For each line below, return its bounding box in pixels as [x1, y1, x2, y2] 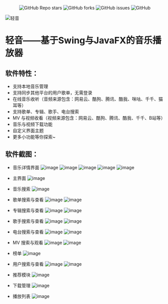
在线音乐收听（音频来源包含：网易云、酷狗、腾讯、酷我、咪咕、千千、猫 [12, 96, 163, 102]
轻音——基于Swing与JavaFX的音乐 [5, 35, 153, 46]
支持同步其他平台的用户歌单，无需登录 [12, 90, 92, 95]
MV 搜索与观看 [12, 239, 44, 245]
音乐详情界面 [12, 164, 39, 170]
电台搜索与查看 [12, 229, 44, 235]
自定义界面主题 [12, 128, 44, 133]
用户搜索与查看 [12, 261, 44, 267]
